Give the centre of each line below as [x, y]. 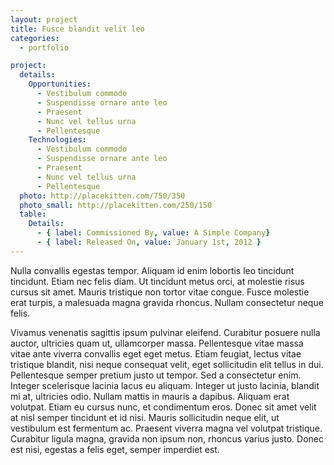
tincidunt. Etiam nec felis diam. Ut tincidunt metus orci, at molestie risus [157, 281]
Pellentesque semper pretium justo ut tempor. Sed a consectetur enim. [156, 375]
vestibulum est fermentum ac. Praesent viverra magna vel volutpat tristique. [166, 428]
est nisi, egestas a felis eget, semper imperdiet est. [115, 449]
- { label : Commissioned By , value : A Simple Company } [153, 233]
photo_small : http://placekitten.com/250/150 [116, 205]
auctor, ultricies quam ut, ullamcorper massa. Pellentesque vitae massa [157, 343]
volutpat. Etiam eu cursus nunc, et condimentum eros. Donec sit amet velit [163, 407]
